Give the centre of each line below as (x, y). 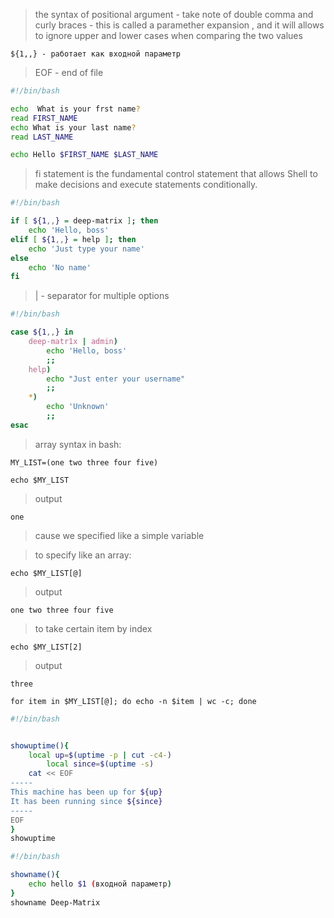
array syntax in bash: (78, 444)
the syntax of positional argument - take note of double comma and (174, 14)
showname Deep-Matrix (55, 902)
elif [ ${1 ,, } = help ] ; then (73, 239)
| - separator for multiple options (102, 296)
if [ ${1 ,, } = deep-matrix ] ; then (84, 221)
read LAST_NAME (42, 137)
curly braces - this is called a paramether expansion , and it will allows (179, 25)
